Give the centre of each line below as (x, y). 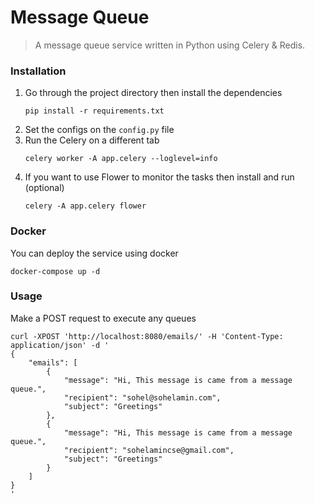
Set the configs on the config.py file (99, 130)
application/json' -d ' (60, 345)
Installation (38, 71)
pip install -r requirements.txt (94, 111)
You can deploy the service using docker (94, 253)
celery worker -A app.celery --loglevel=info (121, 159)
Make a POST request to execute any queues (103, 318)
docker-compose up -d (55, 271)
